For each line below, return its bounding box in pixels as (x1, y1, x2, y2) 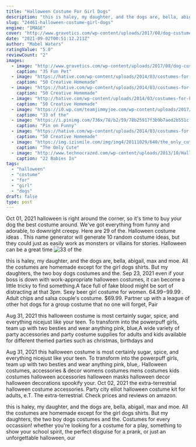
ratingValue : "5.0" (6, 47, 54, 53)
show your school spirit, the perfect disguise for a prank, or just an (6, 428, 166, 435)
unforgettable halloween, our (6, 434, 76, 442)
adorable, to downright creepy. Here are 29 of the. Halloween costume (6, 228, 176, 235)
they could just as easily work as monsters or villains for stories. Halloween (6, 240, 187, 247)
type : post (6, 199, 33, 205)
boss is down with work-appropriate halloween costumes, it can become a (6, 276, 185, 283)
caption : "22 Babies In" (16, 156, 77, 161)
